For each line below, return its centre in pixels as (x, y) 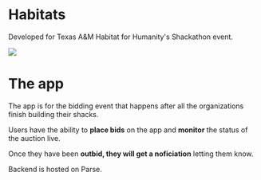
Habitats (37, 15)
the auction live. (35, 138)
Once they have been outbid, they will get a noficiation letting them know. (131, 154)
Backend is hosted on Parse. (55, 169)
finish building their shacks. (53, 114)
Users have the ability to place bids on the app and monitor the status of (128, 130)
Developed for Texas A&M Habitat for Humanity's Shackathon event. (121, 37)
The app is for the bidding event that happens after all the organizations (126, 106)
